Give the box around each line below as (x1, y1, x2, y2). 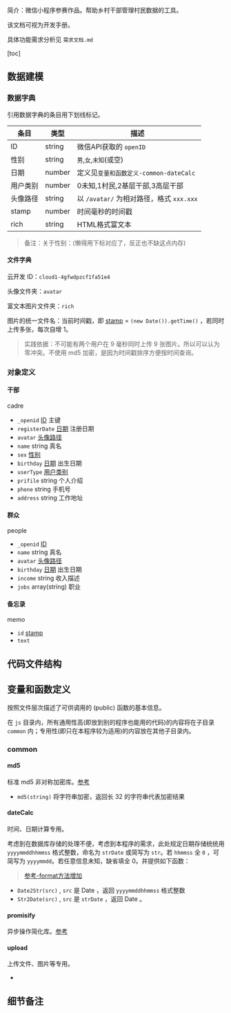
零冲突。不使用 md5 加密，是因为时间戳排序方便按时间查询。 (23, 348, 198, 357)
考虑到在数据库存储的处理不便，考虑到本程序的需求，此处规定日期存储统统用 (7, 839, 225, 848)
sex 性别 (17, 451, 41, 459)
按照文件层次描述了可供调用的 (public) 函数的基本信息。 (7, 703, 165, 712)
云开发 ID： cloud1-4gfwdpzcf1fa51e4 (7, 272, 110, 281)
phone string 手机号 (17, 485, 71, 493)
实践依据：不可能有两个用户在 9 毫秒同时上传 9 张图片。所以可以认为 (23, 339, 220, 348)
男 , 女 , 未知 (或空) (77, 155, 124, 164)
